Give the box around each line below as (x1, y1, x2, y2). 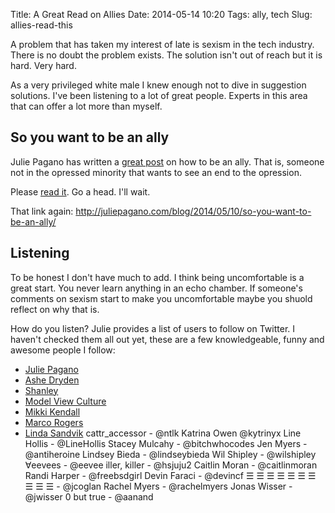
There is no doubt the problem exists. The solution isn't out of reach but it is (10, 49, 323, 61)
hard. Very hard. (10, 60, 77, 71)
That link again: (10, 205, 74, 217)
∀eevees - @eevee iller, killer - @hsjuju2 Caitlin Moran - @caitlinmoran (24, 459, 318, 471)
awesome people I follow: (10, 344, 116, 356)
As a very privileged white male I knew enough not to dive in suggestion (10, 79, 307, 91)
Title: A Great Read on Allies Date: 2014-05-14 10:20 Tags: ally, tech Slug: (10, 9, 313, 20)
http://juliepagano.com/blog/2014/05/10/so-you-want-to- (75, 205, 312, 217)
